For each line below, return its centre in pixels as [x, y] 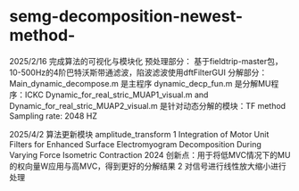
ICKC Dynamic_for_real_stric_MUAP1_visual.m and [116, 95]
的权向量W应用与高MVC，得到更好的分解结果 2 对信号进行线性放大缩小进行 [148, 166]
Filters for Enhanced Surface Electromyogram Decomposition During [135, 144]
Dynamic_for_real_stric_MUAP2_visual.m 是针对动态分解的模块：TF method [148, 105]
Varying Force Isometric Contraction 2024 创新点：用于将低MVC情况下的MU [150, 154]
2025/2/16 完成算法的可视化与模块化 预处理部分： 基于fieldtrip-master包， [146, 61]
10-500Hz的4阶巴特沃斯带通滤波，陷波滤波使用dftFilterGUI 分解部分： [138, 72]
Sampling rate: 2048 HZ [54, 116]
